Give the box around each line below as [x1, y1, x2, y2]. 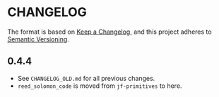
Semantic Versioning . [7, 34, 69, 43]
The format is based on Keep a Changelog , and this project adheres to [7, 27, 212, 36]
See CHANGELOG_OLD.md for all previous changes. [17, 74, 155, 82]
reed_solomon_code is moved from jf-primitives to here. [17, 82, 182, 90]
